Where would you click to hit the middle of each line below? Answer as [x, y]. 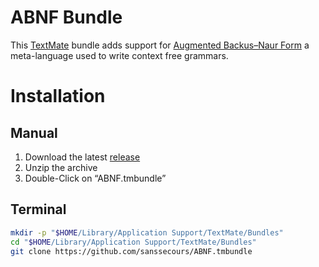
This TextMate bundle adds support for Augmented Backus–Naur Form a [160, 45]
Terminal [38, 209]
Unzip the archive [61, 167]
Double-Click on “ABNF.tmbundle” [95, 178]
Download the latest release [82, 157]
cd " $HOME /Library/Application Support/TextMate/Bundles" [133, 242]
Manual [34, 132]
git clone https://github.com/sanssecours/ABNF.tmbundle [131, 251]
